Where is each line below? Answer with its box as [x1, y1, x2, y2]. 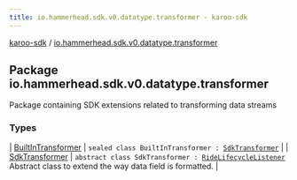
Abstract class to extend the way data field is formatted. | [9, 161, 219, 171]
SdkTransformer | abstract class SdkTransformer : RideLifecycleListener [9, 151, 285, 161]
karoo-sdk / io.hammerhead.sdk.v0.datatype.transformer [9, 37, 218, 48]
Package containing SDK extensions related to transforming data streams [9, 100, 277, 110]
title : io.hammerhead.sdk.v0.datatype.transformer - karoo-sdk [9, 12, 248, 22]
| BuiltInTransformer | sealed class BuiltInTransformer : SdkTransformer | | [9, 142, 289, 153]
